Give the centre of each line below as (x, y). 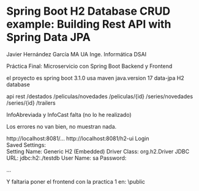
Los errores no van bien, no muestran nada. (62, 126)
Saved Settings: (26, 144)
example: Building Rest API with (89, 24)
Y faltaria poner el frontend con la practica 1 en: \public (76, 181)
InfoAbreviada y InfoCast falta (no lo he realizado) (69, 114)
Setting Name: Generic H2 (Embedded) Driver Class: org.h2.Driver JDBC (98, 151)
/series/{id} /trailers (31, 103)
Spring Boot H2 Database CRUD (88, 11)
